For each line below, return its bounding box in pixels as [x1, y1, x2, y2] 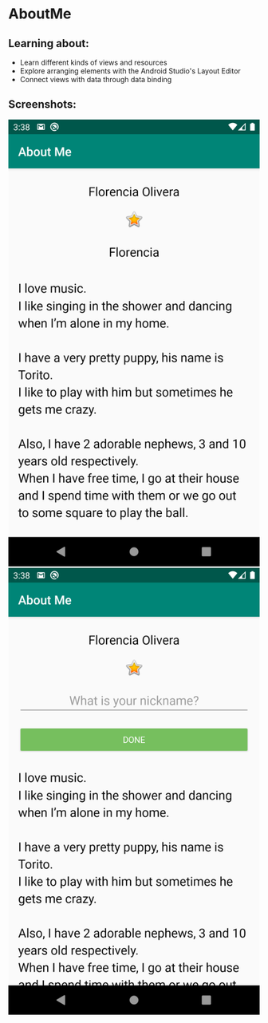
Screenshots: [8, 97, 77, 112]
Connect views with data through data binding [19, 75, 172, 84]
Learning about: [8, 37, 89, 50]
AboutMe [8, 5, 72, 23]
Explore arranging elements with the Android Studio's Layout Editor [19, 66, 241, 76]
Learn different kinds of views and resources [19, 57, 167, 67]
